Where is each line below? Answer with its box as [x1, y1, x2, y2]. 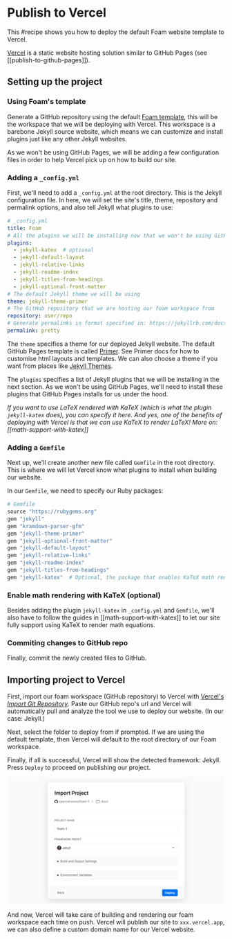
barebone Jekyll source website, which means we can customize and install [7, 127, 223, 136]
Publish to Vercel [7, 5, 107, 21]
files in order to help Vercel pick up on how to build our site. [7, 155, 177, 164]
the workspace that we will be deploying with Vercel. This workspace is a [7, 120, 216, 128]
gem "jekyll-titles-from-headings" [7, 567, 110, 574]
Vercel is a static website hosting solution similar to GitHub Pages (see [7, 49, 208, 57]
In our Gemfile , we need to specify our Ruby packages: [7, 486, 164, 495]
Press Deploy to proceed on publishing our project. [7, 764, 151, 772]
